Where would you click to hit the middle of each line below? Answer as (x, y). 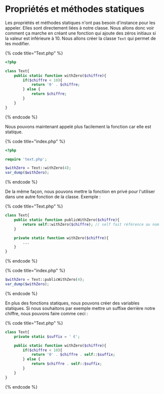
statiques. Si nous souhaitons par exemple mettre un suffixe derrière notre (80, 308)
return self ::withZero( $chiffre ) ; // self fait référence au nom (91, 224)
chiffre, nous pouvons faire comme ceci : (47, 313)
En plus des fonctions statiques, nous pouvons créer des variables (72, 303)
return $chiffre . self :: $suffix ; (67, 364)
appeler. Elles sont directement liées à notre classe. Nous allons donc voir (80, 28)
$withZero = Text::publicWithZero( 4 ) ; (45, 280)
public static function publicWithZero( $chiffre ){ (67, 220)
